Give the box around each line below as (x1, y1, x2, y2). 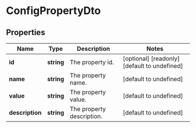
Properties (6, 27, 45, 37)
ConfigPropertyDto (6, 4, 101, 18)
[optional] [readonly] (123, 54, 180, 63)
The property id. (69, 58, 114, 66)
